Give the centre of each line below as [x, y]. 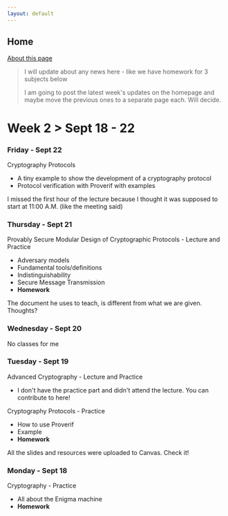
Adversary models [43, 260]
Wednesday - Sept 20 [45, 329]
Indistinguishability [44, 275]
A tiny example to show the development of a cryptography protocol [114, 178]
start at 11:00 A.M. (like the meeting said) [65, 206]
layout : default [30, 14]
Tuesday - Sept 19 [38, 361]
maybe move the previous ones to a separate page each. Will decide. [123, 100]
